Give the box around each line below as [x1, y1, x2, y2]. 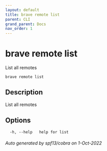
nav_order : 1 [5, 26, 33, 31]
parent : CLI [5, 17, 30, 22]
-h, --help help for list [10, 129, 69, 134]
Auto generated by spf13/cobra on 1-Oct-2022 [5, 140, 102, 146]
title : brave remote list [5, 12, 60, 17]
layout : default [5, 7, 39, 13]
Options [5, 116, 31, 125]
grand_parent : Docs [5, 21, 46, 27]
